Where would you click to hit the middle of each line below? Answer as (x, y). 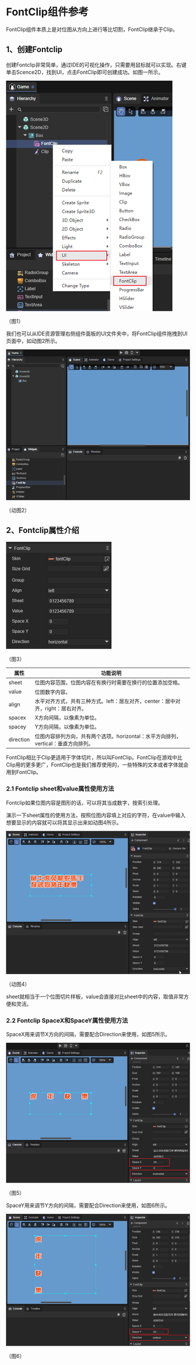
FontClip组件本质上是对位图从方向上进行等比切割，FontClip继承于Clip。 (92, 29)
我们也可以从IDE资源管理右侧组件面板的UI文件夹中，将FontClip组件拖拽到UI (97, 333)
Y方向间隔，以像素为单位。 (67, 727)
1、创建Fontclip (34, 49)
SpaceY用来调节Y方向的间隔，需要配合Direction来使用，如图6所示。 (88, 1205)
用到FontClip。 (24, 772)
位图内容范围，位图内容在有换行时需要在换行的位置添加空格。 (109, 683)
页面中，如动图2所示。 (33, 341)
